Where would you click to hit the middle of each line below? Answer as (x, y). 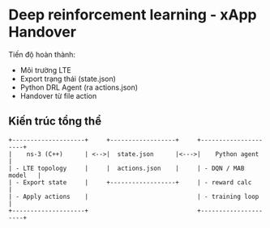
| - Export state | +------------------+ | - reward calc (130, 182)
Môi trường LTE (45, 70)
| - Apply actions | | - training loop (134, 196)
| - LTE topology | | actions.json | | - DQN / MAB (126, 168)
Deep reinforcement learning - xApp (133, 15)
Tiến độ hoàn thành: (42, 54)
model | (25, 175)
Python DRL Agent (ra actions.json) (79, 87)
